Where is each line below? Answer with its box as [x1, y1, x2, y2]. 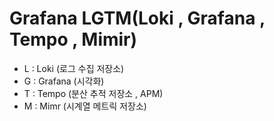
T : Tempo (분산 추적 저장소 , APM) [23, 87, 164, 99]
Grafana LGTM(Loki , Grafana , [9, 7, 266, 30]
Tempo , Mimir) [9, 28, 138, 51]
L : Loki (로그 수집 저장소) [23, 62, 125, 74]
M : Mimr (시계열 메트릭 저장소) [23, 100, 147, 112]
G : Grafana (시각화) [23, 75, 105, 87]
